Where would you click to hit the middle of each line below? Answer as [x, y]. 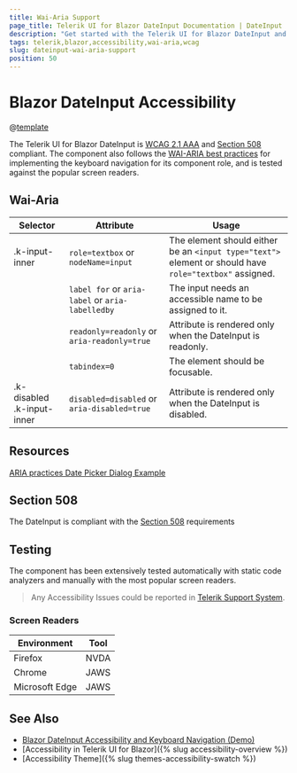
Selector [37, 225]
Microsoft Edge [46, 687]
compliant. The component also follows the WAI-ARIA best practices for [140, 153]
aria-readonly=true [110, 341]
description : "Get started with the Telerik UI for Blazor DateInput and [148, 34]
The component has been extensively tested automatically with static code [145, 571]
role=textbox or [102, 252]
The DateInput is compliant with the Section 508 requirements [122, 522]
